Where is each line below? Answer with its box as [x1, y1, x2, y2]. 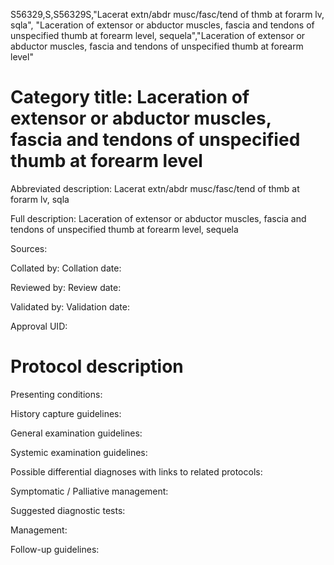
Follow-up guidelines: [10, 543, 100, 555]
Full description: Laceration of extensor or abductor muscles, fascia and [10, 212, 307, 224]
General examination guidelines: [10, 427, 143, 439]
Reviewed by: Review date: [10, 281, 122, 293]
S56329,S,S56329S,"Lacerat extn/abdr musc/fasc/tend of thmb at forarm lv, [10, 9, 325, 20]
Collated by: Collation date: [10, 262, 122, 274]
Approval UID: [10, 320, 68, 332]
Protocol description [10, 355, 184, 378]
